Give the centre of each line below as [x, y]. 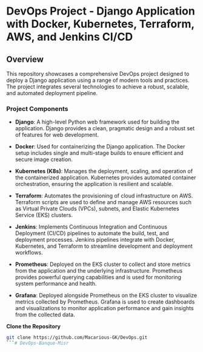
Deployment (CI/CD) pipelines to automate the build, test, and [92, 233]
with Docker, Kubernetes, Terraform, [101, 24]
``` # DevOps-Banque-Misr [38, 344]
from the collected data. [45, 315]
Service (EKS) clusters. [44, 215]
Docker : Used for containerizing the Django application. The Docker [100, 147]
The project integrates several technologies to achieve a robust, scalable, [98, 87]
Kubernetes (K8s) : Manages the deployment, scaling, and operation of [104, 171]
